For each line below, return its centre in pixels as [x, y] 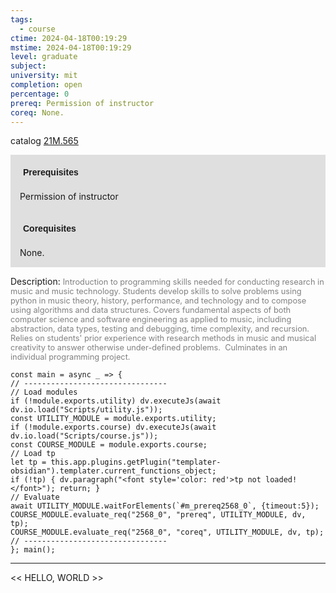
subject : [28, 66]
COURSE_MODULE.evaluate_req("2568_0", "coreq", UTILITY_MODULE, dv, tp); [167, 532]
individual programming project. [70, 357]
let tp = [28, 462]
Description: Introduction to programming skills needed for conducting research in [167, 282]
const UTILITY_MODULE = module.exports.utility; [113, 419]
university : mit [44, 76]
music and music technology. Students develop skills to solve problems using [156, 291]
